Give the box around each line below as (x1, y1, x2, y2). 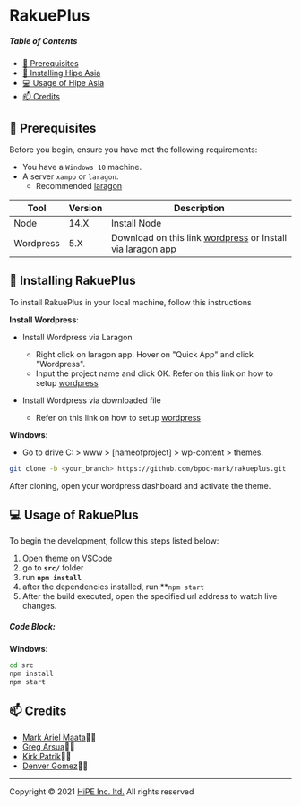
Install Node (110, 217, 162, 229)
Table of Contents (9, 35, 78, 46)
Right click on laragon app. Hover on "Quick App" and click (35, 348, 254, 359)
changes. (21, 601, 57, 612)
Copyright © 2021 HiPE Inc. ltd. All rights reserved (9, 785, 194, 797)
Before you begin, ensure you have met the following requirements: (9, 144, 258, 155)
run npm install (21, 572, 82, 583)
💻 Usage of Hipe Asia (21, 78, 105, 89)
